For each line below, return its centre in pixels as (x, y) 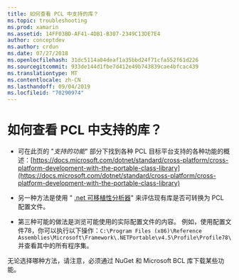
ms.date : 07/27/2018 (38, 54)
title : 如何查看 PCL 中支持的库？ (53, 14)
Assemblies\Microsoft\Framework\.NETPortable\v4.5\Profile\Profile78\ (124, 238)
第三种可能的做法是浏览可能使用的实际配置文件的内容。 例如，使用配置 (121, 222)
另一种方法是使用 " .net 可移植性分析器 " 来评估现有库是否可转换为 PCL (121, 198)
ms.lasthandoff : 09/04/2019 (49, 86)
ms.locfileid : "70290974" (46, 93)
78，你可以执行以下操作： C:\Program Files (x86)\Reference (113, 230)
